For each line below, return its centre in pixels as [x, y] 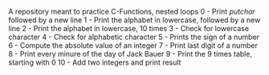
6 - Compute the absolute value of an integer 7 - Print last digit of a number [133, 45]
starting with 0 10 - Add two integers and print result [95, 62]
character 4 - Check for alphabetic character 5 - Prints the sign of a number [134, 37]
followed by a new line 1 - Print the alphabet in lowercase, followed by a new [134, 20]
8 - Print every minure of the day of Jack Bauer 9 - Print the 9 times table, [130, 54]
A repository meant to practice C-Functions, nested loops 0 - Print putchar [132, 12]
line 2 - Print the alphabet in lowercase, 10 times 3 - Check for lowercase [129, 28]
